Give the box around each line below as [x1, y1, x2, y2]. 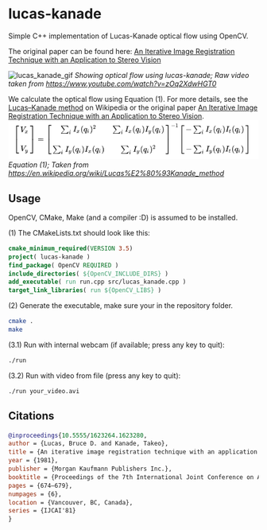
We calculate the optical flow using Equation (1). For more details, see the [8, 94, 249, 103]
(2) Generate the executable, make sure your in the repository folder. [8, 301, 233, 310]
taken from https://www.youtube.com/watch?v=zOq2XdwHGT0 [8, 79, 217, 88]
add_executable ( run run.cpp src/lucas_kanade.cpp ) [8, 278, 187, 286]
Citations [8, 409, 55, 423]
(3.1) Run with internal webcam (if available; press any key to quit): [8, 340, 225, 349]
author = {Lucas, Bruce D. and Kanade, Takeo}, [8, 439, 169, 448]
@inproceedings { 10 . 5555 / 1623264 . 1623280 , [8, 431, 148, 439]
